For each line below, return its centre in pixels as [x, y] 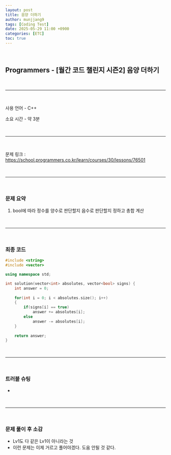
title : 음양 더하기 [23, 15]
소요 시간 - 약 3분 [23, 119]
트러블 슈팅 [18, 379]
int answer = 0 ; [32, 288]
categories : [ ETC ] [25, 34]
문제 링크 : [16, 154]
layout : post [19, 10]
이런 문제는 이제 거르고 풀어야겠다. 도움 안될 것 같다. [64, 447]
